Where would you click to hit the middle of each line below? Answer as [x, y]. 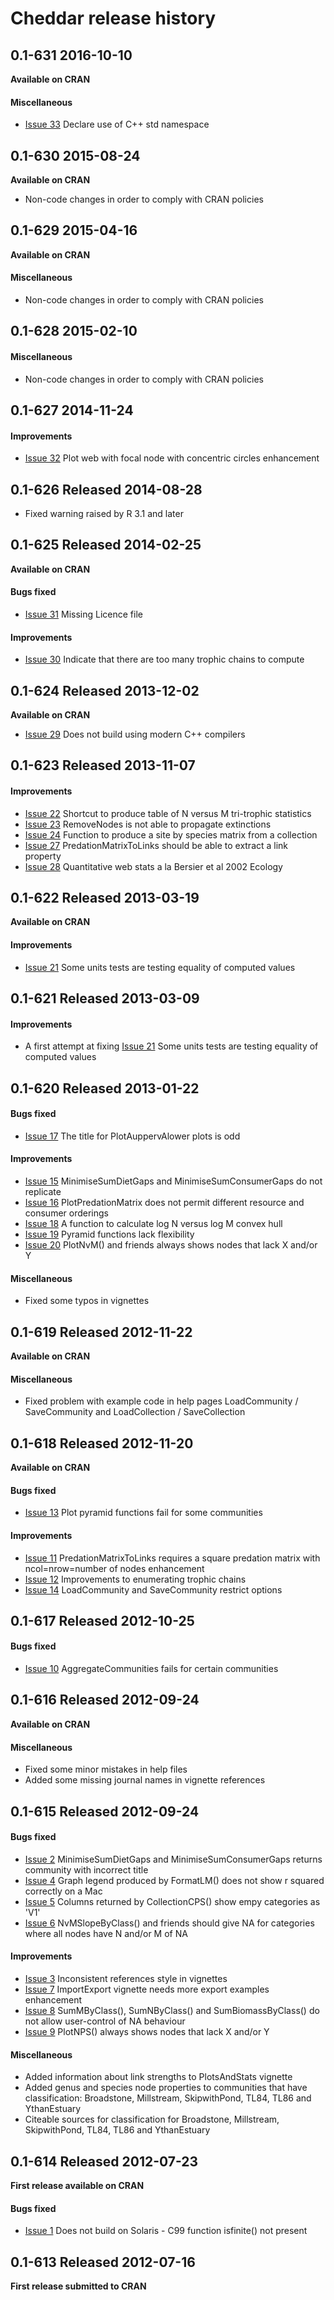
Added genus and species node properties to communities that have [166, 2088]
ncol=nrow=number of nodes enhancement [114, 1568]
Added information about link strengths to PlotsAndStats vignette [158, 2077]
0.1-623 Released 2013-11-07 [103, 765]
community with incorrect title [86, 1869]
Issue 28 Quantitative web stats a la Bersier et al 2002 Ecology [153, 866]
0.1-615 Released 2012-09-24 [105, 1811]
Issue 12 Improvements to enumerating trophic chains [135, 1579]
